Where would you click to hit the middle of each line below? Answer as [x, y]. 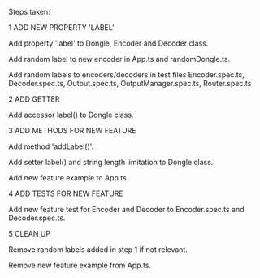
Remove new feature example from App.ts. [80, 265]
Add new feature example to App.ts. [69, 178]
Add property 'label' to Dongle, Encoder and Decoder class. [108, 43]
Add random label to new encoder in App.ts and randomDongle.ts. [119, 59]
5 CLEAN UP [30, 234]
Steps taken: [29, 12]
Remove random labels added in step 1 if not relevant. [98, 250]
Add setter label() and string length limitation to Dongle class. [111, 162]
